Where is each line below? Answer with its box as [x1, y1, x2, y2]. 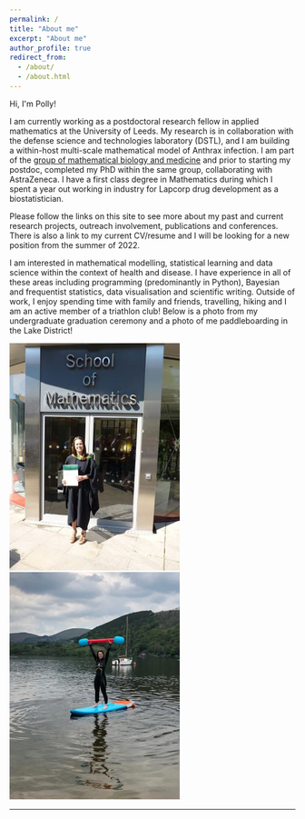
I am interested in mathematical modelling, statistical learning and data [9, 257, 273, 268]
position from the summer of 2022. [9, 239, 141, 250]
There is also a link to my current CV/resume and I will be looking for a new [9, 230, 290, 241]
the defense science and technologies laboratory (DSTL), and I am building [9, 135, 290, 145]
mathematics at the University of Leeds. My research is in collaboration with [9, 125, 294, 136]
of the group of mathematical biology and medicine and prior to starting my [9, 155, 291, 165]
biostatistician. [9, 193, 64, 204]
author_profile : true [9, 44, 92, 53]
